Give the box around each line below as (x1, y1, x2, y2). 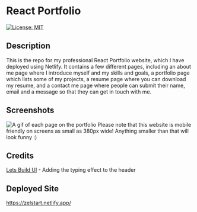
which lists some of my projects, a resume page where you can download (6, 75, 186, 82)
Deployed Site (6, 184, 59, 194)
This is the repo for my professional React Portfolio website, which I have (6, 56, 185, 63)
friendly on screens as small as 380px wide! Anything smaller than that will (6, 127, 189, 134)
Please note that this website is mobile (97, 121, 192, 128)
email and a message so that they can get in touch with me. (6, 88, 152, 95)
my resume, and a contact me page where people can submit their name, (6, 82, 185, 89)
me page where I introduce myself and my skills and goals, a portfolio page (6, 69, 190, 76)
